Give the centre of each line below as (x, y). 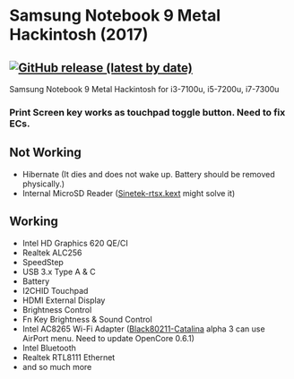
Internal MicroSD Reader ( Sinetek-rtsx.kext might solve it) (129, 193)
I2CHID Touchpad (55, 290)
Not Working (46, 153)
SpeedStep (43, 262)
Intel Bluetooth (49, 348)
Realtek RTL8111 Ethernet (69, 357)
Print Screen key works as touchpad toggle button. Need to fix (147, 112)
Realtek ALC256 (52, 253)
